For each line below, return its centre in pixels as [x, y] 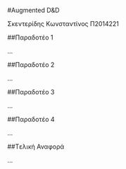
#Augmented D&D [33, 10]
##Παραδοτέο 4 [31, 119]
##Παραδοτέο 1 [30, 37]
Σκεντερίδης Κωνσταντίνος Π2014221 [63, 24]
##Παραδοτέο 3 [31, 92]
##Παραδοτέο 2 [31, 65]
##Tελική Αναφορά [36, 146]
